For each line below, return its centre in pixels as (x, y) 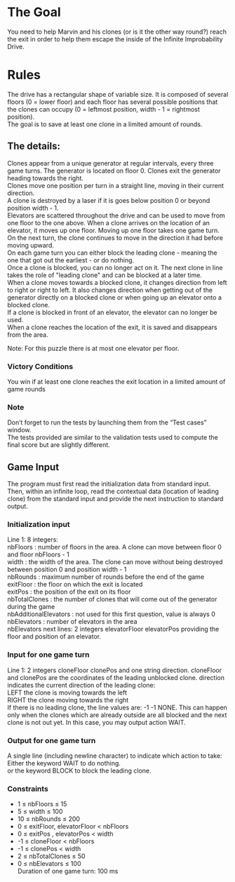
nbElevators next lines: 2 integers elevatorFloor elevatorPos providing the (113, 629)
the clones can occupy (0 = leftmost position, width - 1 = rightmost (103, 109)
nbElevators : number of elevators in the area (73, 622)
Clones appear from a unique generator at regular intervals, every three (110, 163)
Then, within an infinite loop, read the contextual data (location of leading (113, 491)
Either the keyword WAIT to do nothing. (64, 763)
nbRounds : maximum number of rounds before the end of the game (106, 577)
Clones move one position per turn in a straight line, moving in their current (116, 185)
